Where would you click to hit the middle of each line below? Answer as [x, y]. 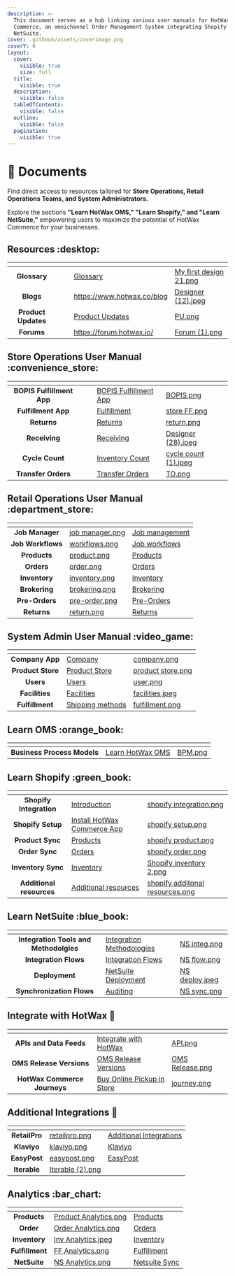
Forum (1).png [198, 332]
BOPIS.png [183, 395]
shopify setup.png [177, 825]
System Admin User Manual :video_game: [100, 637]
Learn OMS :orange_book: [66, 729]
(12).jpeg [190, 300]
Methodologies [130, 948]
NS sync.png [201, 991]
